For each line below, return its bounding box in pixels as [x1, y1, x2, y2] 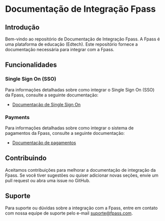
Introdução [5, 23, 40, 32]
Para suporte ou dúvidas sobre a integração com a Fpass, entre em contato [5, 205, 158, 211]
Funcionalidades [5, 61, 57, 69]
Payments [5, 114, 30, 121]
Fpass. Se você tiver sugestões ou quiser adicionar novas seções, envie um [5, 172, 159, 178]
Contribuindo [5, 154, 47, 162]
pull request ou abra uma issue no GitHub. [5, 177, 90, 183]
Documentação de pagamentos [12, 139, 76, 146]
